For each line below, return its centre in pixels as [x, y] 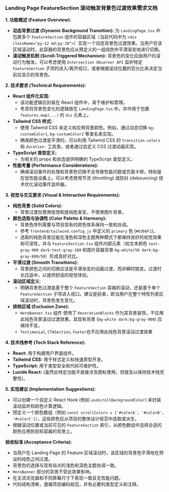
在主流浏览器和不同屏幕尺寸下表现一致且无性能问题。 [68, 478]
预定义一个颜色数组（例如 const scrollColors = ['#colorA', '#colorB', [88, 412]
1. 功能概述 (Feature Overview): [38, 20]
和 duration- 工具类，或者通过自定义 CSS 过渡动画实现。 [79, 147]
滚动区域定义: [27, 281]
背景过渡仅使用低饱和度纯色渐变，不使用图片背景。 [73, 212]
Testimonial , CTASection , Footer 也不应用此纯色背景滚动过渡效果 [86, 332]
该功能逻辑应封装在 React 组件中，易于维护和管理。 [74, 102]
